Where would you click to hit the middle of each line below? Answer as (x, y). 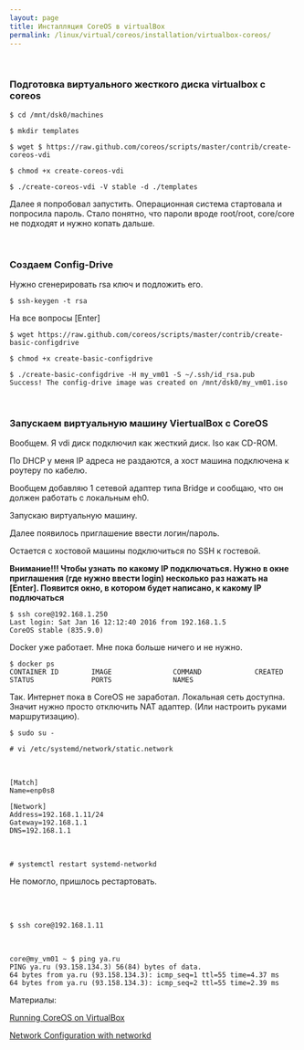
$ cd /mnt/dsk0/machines (57, 115)
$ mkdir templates (44, 131)
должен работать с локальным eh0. (79, 498)
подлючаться (37, 598)
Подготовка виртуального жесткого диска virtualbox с (138, 85)
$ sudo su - (32, 733)
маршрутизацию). (45, 717)
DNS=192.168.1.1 (40, 831)
